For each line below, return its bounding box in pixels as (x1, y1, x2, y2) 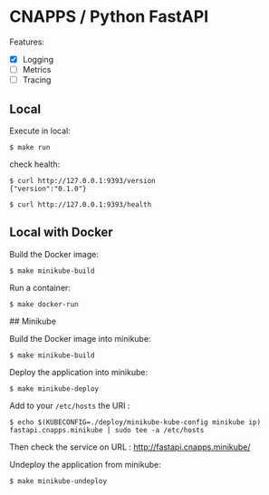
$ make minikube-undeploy (9, 476, 107, 486)
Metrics (22, 64, 52, 74)
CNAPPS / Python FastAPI (9, 6, 209, 27)
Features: (9, 36, 45, 47)
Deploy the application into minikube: (9, 366, 148, 377)
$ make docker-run (9, 299, 79, 309)
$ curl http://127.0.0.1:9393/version (9, 176, 156, 185)
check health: (9, 159, 61, 170)
